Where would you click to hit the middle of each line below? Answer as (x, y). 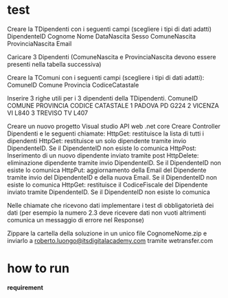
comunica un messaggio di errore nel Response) (76, 220)
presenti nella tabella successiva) (54, 64)
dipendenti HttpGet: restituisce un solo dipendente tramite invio (97, 140)
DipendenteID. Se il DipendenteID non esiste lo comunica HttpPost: (102, 148)
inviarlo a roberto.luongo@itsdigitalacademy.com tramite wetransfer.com (110, 240)
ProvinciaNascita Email (39, 43)
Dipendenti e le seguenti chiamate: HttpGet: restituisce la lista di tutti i (106, 134)
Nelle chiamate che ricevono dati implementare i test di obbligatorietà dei (111, 205)
